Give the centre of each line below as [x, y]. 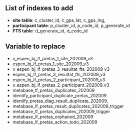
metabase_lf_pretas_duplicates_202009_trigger [61, 111]
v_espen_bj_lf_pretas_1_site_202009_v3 [53, 58]
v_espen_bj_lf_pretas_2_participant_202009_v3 [61, 85]
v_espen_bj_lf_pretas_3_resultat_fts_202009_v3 [61, 69]
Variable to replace [35, 47]
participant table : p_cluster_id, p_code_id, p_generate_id [71, 25]
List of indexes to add [39, 8]
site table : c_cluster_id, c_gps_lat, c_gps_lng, [59, 20]
